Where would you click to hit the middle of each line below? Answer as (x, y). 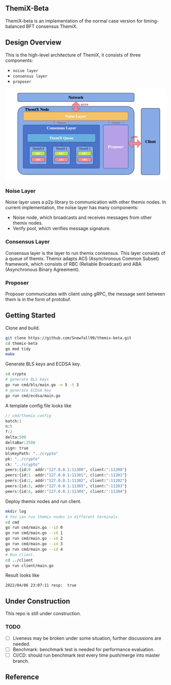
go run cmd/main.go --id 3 (34, 544)
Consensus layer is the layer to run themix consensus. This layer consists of (85, 253)
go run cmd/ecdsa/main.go (33, 396)
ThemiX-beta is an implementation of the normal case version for (74, 21)
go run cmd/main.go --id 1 (34, 533)
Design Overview (33, 42)
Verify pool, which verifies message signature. (62, 229)
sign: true (17, 448)
